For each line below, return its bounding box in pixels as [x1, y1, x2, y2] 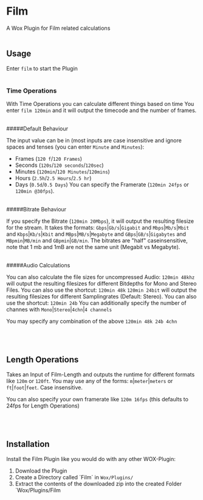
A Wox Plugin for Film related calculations [6, 24, 111, 32]
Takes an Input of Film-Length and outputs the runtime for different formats [6, 370, 195, 378]
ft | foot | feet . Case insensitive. [6, 384, 83, 391]
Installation [6, 439, 50, 449]
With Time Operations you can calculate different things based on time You [6, 100, 194, 108]
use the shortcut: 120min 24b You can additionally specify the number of [6, 300, 187, 307]
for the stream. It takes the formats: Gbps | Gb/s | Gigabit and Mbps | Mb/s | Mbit [6, 224, 190, 231]
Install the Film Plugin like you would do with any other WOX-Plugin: [6, 455, 176, 462]
